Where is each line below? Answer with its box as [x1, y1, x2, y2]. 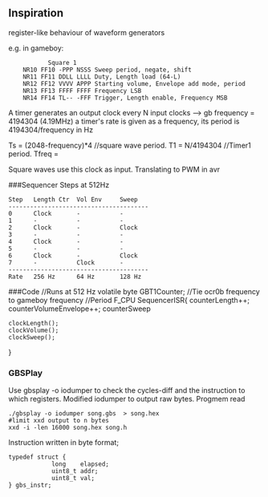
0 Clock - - [8, 209, 124, 217]
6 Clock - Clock [8, 252, 138, 260]
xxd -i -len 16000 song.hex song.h [8, 424, 128, 432]
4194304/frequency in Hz [8, 124, 94, 135]
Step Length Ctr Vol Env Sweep [8, 196, 138, 204]
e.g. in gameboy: [8, 43, 64, 53]
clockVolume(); [8, 326, 59, 334]
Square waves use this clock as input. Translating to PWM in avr [8, 164, 221, 174]
